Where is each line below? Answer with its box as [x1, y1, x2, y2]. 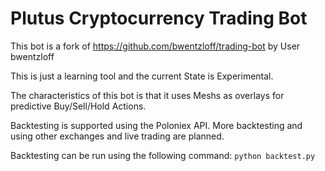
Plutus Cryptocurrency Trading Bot [10, 7, 308, 30]
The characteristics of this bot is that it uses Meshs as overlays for [10, 89, 285, 101]
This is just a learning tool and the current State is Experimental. [10, 70, 274, 82]
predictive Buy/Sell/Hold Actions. [10, 100, 147, 112]
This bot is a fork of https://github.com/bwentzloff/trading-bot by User [10, 40, 301, 52]
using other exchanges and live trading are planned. [10, 130, 225, 142]
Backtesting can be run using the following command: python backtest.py [10, 149, 316, 161]
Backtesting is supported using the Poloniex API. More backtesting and [10, 119, 303, 131]
